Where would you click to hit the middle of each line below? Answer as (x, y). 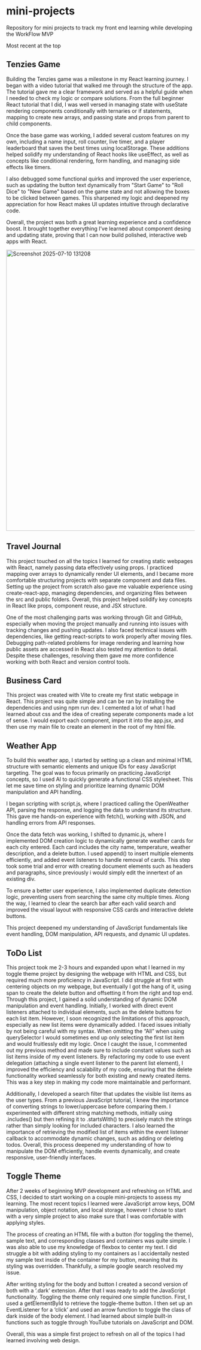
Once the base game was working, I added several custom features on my (98, 135)
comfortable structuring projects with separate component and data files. (97, 580)
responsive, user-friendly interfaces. (51, 1157)
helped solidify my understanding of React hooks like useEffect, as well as (98, 154)
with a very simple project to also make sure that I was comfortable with (95, 1216)
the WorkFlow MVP (30, 34)
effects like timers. (29, 167)
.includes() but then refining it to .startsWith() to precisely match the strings (99, 1119)
